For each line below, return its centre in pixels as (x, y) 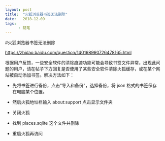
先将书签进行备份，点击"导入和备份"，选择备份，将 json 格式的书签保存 (84, 86)
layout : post (18, 10)
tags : (11, 23)
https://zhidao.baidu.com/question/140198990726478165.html (68, 53)
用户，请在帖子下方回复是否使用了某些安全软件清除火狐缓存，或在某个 (85, 69)
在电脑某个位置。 (30, 92)
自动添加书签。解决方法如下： (44, 75)
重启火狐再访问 (27, 134)
